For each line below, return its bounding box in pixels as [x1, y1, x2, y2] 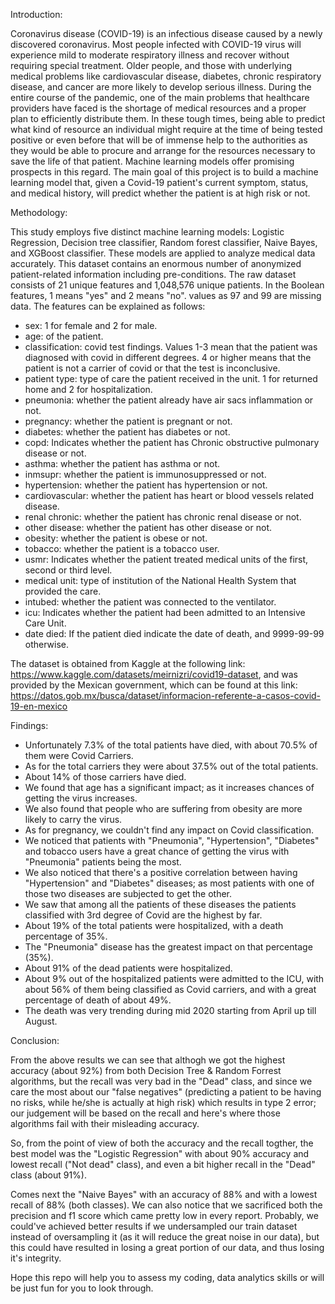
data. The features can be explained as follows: [10, 300, 206, 312]
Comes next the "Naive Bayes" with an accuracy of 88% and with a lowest [10, 1189, 318, 1200]
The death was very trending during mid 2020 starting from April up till [24, 1005, 317, 1016]
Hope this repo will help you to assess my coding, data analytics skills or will [10, 1272, 325, 1283]
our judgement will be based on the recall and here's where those [10, 1107, 281, 1119]
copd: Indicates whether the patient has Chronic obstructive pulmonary [24, 437, 320, 448]
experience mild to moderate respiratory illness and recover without [10, 49, 290, 61]
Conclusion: [10, 1035, 60, 1046]
